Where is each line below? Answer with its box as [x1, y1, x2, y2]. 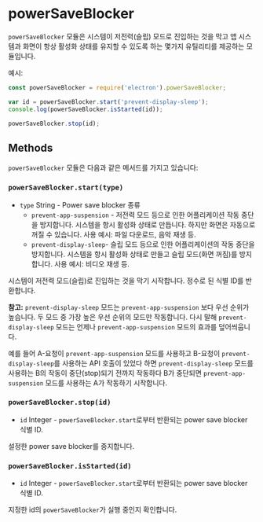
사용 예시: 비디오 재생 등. [54, 259, 130, 268]
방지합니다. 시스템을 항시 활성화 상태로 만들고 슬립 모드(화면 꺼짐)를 [31, 249, 238, 259]
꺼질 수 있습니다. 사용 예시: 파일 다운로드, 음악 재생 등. [31, 230, 196, 239]
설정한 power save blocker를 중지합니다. [8, 441, 135, 450]
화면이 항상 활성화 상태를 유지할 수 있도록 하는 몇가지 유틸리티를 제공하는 [22, 41, 245, 51]
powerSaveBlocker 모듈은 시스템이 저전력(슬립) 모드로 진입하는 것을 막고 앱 [8, 31, 237, 41]
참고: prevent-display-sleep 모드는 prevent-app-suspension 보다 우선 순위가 [8, 302, 250, 311]
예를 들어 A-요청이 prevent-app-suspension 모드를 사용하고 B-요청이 [8, 348, 221, 358]
